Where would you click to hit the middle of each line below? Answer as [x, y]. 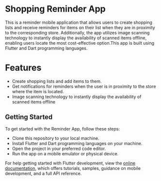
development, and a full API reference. [43, 173]
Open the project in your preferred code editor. [59, 148]
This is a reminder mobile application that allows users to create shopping [79, 22]
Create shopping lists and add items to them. [57, 81]
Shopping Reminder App [55, 9]
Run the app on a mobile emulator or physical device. [65, 153]
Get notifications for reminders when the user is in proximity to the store [84, 86]
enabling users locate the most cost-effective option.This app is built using [80, 43]
